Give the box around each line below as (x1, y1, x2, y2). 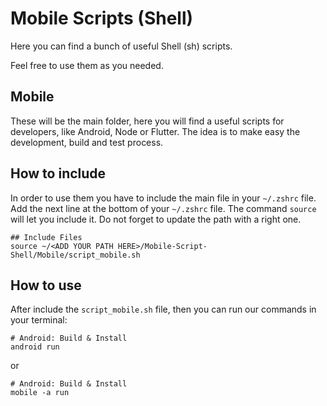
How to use (10, 277, 82, 294)
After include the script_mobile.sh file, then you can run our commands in (10, 303, 317, 316)
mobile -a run (10, 388, 70, 398)
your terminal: (10, 314, 68, 326)
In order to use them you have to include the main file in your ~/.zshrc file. (10, 192, 317, 204)
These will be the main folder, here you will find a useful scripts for (10, 115, 285, 127)
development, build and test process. (10, 136, 164, 148)
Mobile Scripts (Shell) (10, 7, 194, 30)
